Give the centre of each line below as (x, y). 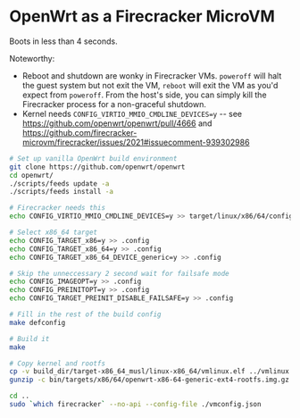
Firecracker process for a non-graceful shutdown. (114, 104)
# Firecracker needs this (57, 208)
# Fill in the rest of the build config (86, 314)
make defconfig (37, 322)
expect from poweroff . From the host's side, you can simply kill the (144, 95)
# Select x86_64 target (54, 233)
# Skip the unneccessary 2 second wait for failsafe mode (119, 273)
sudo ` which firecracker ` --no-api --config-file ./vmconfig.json (135, 405)
